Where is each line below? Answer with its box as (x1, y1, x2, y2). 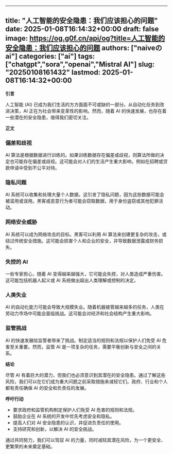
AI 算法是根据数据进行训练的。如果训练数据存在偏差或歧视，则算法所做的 (5, 152, 160, 158)
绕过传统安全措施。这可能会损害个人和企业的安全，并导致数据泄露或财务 (5, 238, 159, 244)
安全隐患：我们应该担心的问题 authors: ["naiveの (5, 44, 162, 52)
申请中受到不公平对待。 (9, 165, 60, 171)
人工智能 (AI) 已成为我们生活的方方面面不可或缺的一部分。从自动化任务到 (5, 101, 160, 107)
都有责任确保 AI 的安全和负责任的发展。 (5, 385, 89, 391)
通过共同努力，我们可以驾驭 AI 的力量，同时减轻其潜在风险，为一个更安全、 (5, 437, 166, 443)
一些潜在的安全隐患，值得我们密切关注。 (5, 114, 91, 120)
